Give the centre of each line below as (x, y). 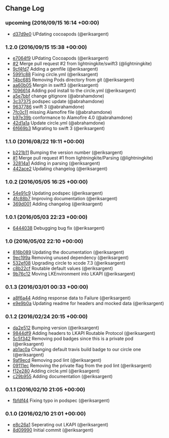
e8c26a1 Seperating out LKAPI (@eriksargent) (60, 425)
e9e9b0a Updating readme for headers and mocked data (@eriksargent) (88, 303)
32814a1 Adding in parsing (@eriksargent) (56, 163)
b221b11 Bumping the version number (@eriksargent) (68, 152)
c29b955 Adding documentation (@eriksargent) (62, 376)
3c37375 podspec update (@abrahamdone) (58, 101)
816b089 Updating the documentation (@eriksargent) (68, 252)
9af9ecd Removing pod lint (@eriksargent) (57, 360)
